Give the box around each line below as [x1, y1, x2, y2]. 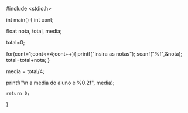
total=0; [6, 39, 25, 46]
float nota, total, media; [6, 28, 62, 35]
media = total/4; [6, 68, 45, 75]
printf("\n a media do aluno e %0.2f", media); [6, 79, 115, 86]
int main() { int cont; [6, 16, 54, 23]
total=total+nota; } [6, 57, 50, 63]
